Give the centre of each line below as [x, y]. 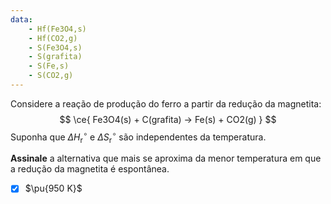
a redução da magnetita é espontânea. [90, 169]
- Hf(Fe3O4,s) [57, 29]
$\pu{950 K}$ [53, 188]
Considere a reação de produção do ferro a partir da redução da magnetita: [166, 103]
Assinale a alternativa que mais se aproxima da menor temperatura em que [166, 158]
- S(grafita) [55, 57]
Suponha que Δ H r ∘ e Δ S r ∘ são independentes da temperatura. [138, 137]
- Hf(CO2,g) [53, 38]
